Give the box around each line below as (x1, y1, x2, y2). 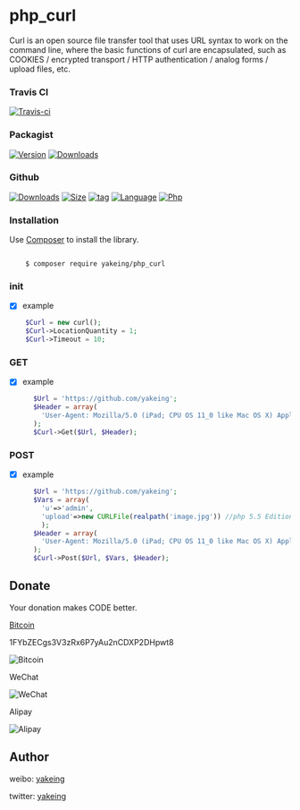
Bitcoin (9, 619, 36, 630)
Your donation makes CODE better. (9, 601, 137, 613)
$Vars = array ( (32, 496, 90, 505)
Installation (9, 214, 60, 226)
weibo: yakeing (9, 773, 65, 784)
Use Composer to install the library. (9, 234, 139, 245)
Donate (9, 578, 51, 593)
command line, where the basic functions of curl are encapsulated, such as (9, 44, 287, 55)
